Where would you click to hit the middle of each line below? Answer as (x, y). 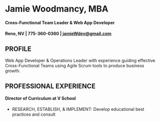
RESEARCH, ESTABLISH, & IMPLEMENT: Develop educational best (78, 109)
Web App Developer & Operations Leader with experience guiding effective (80, 61)
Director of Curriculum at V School (40, 98)
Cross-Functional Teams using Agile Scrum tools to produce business (75, 66)
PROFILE (18, 49)
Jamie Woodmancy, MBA (57, 9)
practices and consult (34, 114)
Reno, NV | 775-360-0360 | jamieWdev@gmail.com (58, 34)
